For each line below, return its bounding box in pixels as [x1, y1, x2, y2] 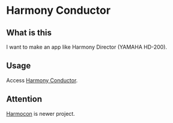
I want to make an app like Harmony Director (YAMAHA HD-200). [6, 43, 167, 50]
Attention [6, 94, 42, 104]
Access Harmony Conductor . [6, 76, 78, 84]
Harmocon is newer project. [6, 110, 75, 117]
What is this [6, 28, 52, 38]
